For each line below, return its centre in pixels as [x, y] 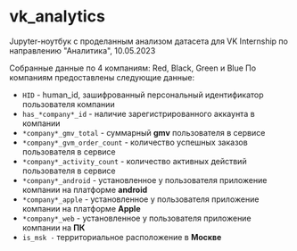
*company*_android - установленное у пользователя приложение [144, 180]
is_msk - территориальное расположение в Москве [122, 237]
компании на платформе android [85, 189]
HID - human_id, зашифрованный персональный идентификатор [143, 95]
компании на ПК [54, 227]
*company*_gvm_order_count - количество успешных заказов [135, 142]
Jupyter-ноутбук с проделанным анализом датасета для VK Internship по [148, 41]
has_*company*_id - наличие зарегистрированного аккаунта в [139, 113]
